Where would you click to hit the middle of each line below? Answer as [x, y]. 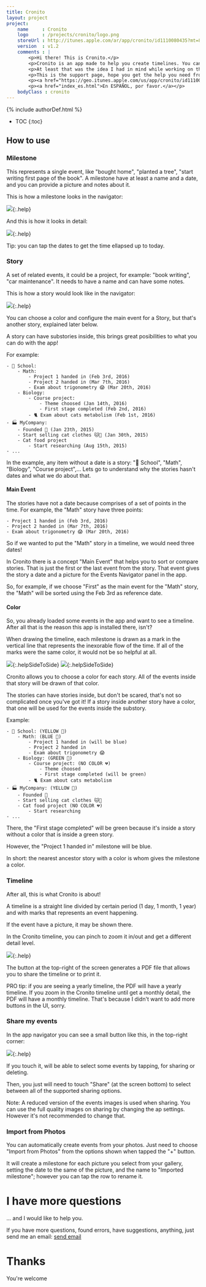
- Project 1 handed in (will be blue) [78, 742]
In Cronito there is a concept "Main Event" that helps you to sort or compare [102, 562]
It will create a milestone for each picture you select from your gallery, [95, 1164]
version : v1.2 [38, 47]
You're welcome [27, 1278]
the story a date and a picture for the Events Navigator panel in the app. [97, 575]
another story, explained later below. [52, 324]
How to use [28, 141]
